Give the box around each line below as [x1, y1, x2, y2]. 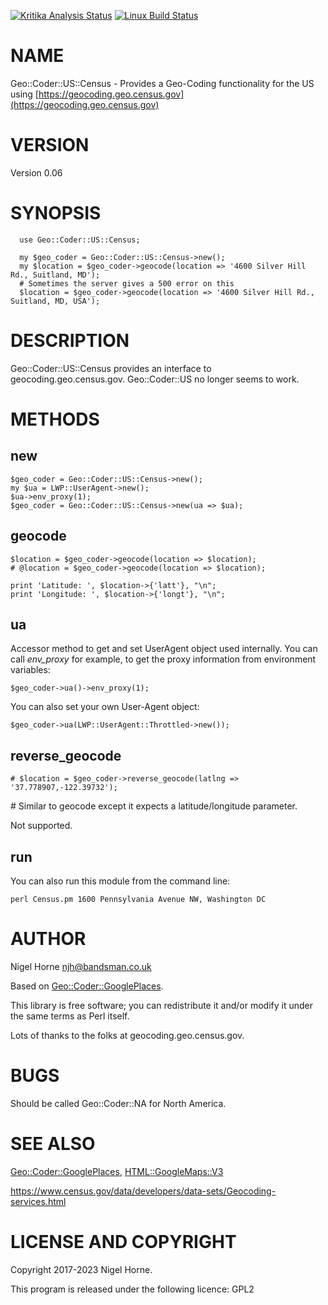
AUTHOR [10, 928, 87, 950]
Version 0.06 [10, 166, 63, 179]
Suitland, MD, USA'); [10, 296, 101, 306]
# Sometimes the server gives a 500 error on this [19, 278, 235, 289]
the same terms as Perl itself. [10, 1010, 130, 1022]
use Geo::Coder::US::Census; [19, 235, 141, 245]
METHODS [10, 408, 100, 430]
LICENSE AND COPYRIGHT [10, 1231, 237, 1253]
